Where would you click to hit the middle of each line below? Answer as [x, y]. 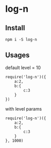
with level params [23, 109]
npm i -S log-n [21, 39]
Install [15, 28]
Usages [17, 55]
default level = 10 [23, 68]
